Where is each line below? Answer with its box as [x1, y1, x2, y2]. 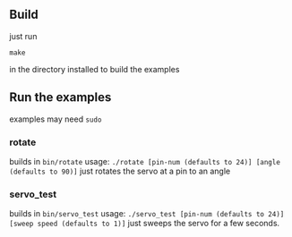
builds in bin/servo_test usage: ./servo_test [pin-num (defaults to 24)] [9, 208, 285, 219]
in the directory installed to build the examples [9, 63, 180, 74]
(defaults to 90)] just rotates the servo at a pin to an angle [9, 165, 231, 176]
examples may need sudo [9, 114, 102, 124]
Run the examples [9, 89, 112, 106]
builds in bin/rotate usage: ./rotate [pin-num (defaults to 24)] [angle [9, 156, 280, 166]
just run [9, 30, 38, 41]
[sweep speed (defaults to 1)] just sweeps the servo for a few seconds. [9, 218, 280, 229]
